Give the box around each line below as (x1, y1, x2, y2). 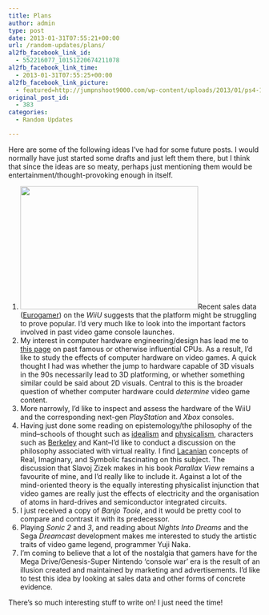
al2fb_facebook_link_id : (8, 49, 91, 57)
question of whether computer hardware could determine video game (19, 386, 251, 396)
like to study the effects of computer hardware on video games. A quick (19, 353, 257, 362)
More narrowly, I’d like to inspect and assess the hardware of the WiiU (19, 403, 251, 413)
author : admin (8, 19, 56, 27)
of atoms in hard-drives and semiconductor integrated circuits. (19, 497, 227, 506)
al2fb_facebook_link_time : (8, 64, 98, 72)
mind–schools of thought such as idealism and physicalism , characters (19, 429, 254, 438)
